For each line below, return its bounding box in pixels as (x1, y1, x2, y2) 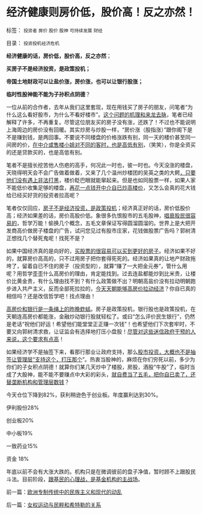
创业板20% (6, 416, 34, 424)
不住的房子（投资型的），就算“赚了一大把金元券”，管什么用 (43, 262, 188, 269)
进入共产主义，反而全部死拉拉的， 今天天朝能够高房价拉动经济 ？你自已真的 (11, 284, 196, 292)
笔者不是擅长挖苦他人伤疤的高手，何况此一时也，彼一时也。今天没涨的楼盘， (6, 161, 196, 169)
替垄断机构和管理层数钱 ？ (6, 378, 70, 386)
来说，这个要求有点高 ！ (6, 335, 64, 342)
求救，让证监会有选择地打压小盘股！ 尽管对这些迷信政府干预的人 (37, 328, 196, 335)
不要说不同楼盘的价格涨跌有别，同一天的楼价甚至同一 (64, 133, 196, 140)
